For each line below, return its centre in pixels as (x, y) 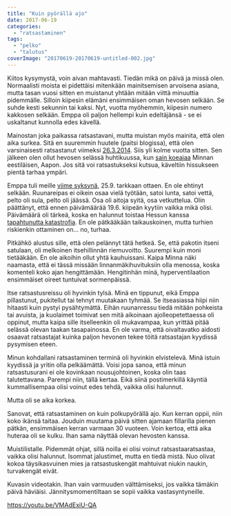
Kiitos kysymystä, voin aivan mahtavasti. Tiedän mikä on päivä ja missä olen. (116, 78)
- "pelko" (27, 46)
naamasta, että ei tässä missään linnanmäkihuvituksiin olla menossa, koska (113, 265)
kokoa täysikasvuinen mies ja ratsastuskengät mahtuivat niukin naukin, (108, 464)
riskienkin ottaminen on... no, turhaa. (59, 229)
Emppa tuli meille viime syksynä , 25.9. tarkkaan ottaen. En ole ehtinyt (105, 185)
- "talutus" (31, 52)
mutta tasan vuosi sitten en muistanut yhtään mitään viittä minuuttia (103, 92)
